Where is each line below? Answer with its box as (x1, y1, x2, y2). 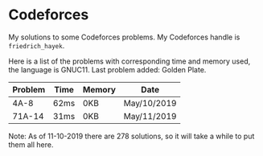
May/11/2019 (123, 110, 177, 121)
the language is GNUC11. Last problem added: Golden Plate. (8, 64, 207, 74)
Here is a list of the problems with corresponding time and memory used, (8, 56, 251, 66)
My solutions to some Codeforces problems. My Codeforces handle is (8, 32, 240, 42)
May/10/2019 (123, 97, 177, 109)
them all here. (8, 139, 54, 150)
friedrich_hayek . (8, 40, 65, 50)
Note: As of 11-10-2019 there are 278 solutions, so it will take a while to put (8, 131, 255, 141)
